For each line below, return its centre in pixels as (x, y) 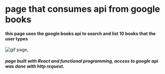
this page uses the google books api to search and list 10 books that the (81, 34)
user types (17, 38)
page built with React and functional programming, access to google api (82, 61)
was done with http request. (35, 66)
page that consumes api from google (83, 9)
